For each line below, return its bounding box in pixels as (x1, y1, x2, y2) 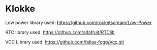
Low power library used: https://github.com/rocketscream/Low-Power (5, 19, 152, 25)
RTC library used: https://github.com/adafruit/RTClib (5, 29, 115, 35)
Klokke (5, 3, 36, 14)
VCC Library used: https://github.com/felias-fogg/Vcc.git (5, 38, 124, 45)
